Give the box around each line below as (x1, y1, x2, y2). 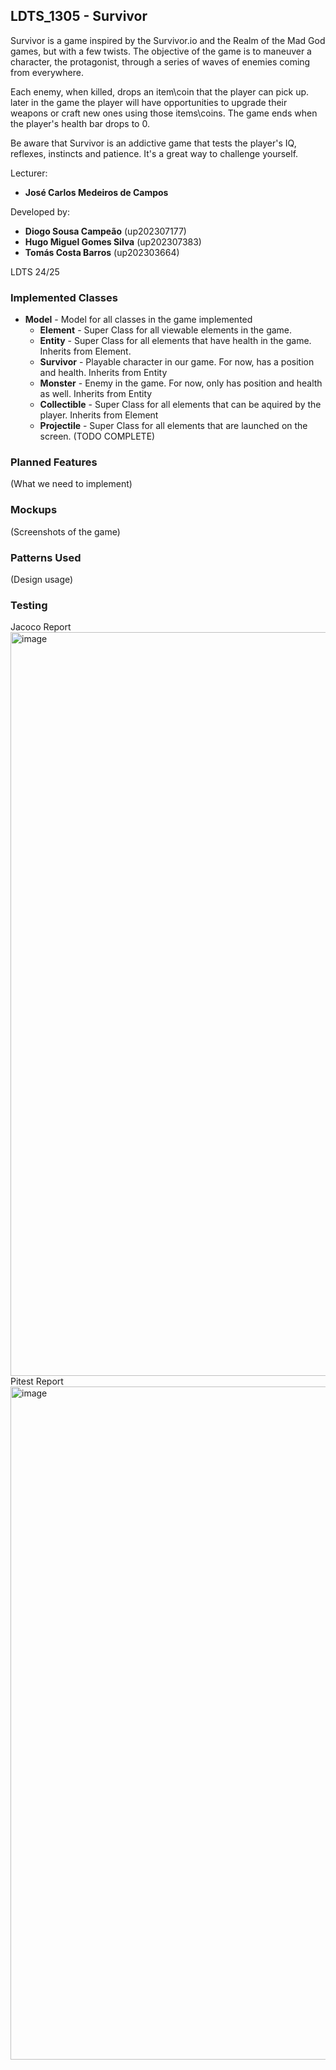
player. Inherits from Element (39, 409, 159, 421)
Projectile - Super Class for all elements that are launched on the (39, 420, 308, 432)
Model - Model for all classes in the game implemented (24, 314, 253, 326)
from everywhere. (10, 66, 84, 78)
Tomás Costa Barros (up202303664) (24, 246, 180, 258)
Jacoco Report (10, 621, 72, 633)
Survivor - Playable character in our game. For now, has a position (39, 356, 315, 368)
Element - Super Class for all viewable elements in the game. (39, 324, 293, 336)
